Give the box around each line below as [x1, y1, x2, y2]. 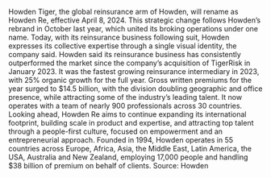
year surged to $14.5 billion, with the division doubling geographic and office [8, 84, 263, 93]
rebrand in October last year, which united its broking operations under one [8, 24, 259, 33]
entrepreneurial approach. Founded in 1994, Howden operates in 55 [8, 135, 234, 144]
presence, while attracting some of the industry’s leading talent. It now [8, 93, 243, 101]
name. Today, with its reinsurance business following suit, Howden [8, 32, 230, 42]
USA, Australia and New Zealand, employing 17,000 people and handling [8, 152, 248, 162]
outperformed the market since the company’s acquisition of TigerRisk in [8, 58, 251, 68]
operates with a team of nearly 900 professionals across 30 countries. [8, 101, 243, 110]
